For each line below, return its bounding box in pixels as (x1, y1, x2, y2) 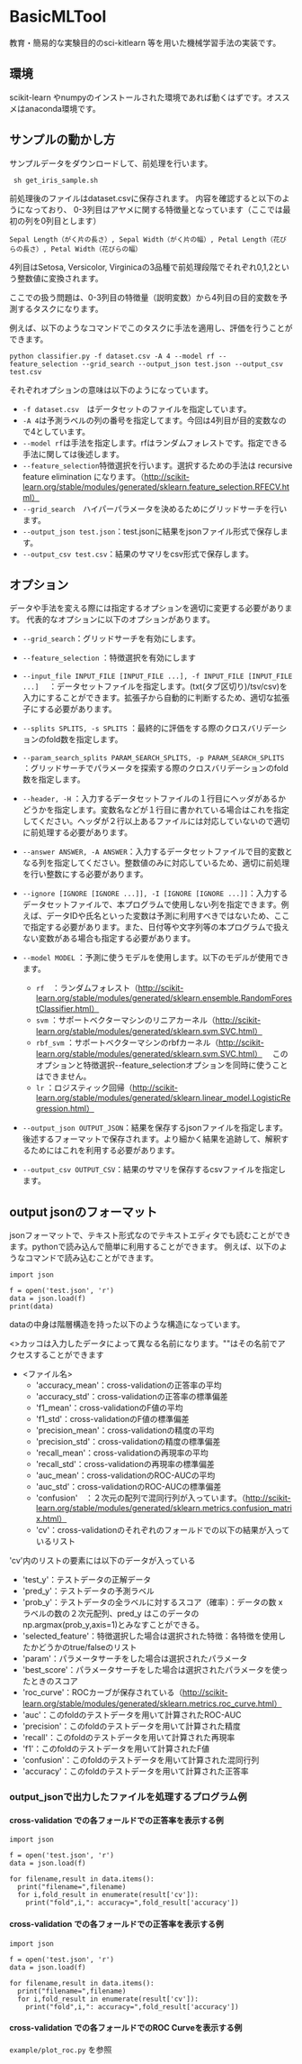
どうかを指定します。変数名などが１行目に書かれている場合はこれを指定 (22, 804, 289, 815)
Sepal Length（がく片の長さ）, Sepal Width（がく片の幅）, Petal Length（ (9, 234, 274, 244)
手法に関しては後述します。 (22, 448, 124, 459)
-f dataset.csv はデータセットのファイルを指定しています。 (22, 403, 252, 414)
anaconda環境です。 (24, 103, 101, 114)
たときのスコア (22, 1675, 78, 1687)
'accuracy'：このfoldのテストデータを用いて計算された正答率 (22, 1766, 249, 1777)
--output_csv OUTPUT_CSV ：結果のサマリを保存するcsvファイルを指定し (22, 1164, 286, 1175)
